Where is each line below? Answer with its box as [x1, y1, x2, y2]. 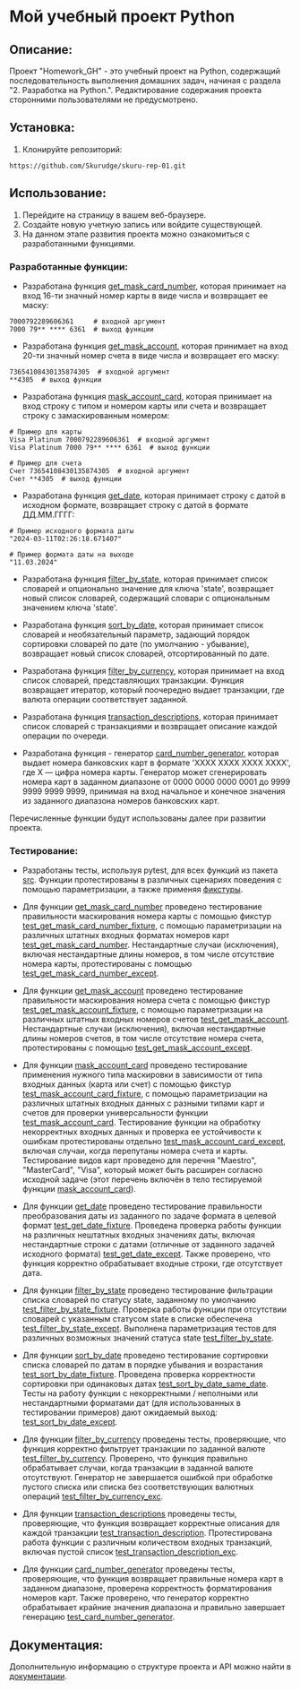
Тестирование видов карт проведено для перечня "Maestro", [21, 1155, 257, 1166]
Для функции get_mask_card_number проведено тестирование [21, 901, 262, 912]
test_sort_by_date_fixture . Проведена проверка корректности [21, 1369, 256, 1380]
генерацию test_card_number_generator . [21, 1611, 176, 1623]
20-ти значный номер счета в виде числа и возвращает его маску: [21, 349, 280, 360]
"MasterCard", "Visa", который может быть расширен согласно [21, 1165, 263, 1176]
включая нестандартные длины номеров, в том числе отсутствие [21, 949, 275, 960]
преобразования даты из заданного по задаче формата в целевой [21, 1211, 277, 1221]
